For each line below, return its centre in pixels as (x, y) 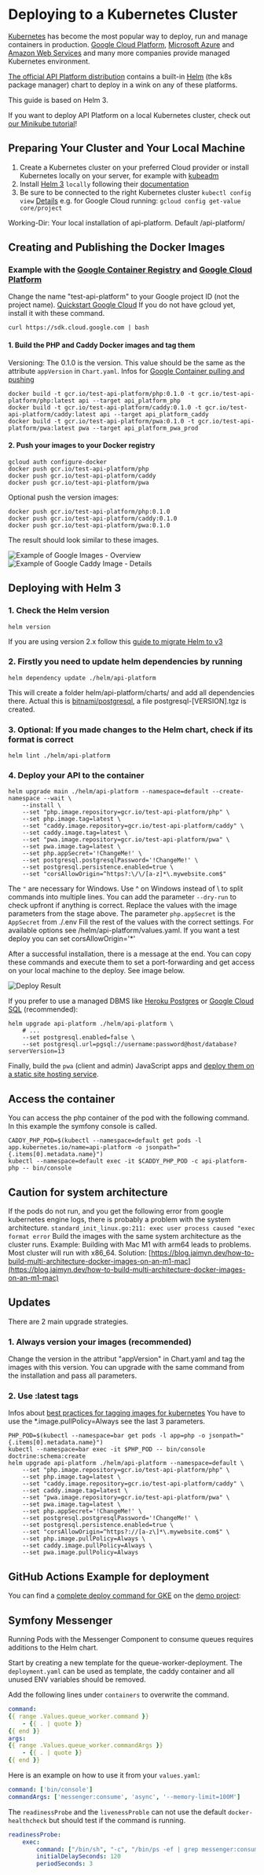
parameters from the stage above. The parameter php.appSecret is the (122, 914)
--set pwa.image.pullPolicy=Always (81, 1553)
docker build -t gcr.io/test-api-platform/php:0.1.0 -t (101, 394)
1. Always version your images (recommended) (100, 1342)
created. (22, 709)
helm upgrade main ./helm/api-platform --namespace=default (109, 792)
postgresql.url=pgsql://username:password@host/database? (140, 1045)
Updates (29, 1303)
